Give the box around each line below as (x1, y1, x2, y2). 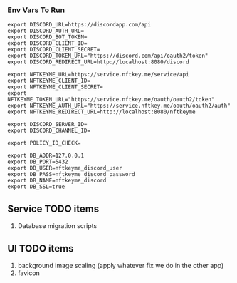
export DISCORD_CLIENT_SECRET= (7, 46, 100, 53)
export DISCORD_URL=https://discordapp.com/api (7, 21, 152, 29)
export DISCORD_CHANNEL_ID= (7, 127, 91, 135)
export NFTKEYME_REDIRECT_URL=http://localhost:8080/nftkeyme (7, 108, 196, 115)
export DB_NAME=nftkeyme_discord (7, 177, 107, 185)
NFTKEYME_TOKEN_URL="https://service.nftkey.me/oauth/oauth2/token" (7, 96, 215, 103)
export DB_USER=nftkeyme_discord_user (7, 165, 122, 172)
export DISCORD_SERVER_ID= (7, 121, 88, 128)
